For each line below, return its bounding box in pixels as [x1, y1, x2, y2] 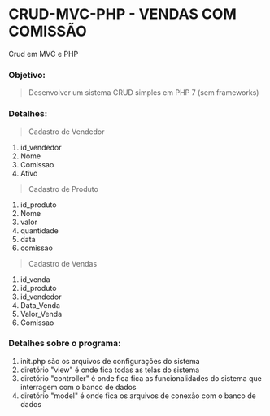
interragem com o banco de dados [20, 382, 137, 392]
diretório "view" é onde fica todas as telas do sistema [20, 365, 200, 375]
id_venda [20, 274, 50, 284]
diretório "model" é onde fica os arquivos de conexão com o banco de [20, 391, 256, 401]
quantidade [20, 225, 59, 236]
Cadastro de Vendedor [28, 127, 105, 136]
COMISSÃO [8, 22, 87, 41]
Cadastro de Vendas [28, 258, 98, 268]
